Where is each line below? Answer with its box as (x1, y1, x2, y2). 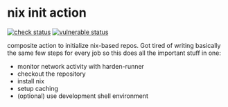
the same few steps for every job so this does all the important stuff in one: (7, 49, 222, 57)
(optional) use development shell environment (17, 92, 149, 100)
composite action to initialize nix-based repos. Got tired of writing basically (7, 41, 221, 49)
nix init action (7, 5, 87, 21)
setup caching (17, 84, 59, 92)
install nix (17, 76, 45, 85)
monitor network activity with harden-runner (17, 62, 144, 70)
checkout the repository (17, 69, 86, 78)
